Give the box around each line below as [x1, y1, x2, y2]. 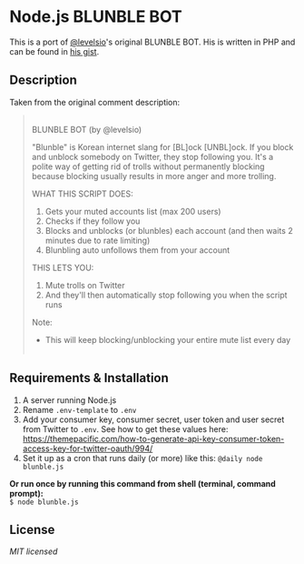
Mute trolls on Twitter [44, 279, 125, 290]
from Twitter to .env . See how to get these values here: [22, 423, 229, 434]
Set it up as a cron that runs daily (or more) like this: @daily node [22, 452, 263, 463]
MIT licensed [9, 546, 58, 557]
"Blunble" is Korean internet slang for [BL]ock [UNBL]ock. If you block [31, 141, 294, 152]
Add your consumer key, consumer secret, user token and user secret [22, 414, 285, 425]
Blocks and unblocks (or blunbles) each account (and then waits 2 [44, 225, 293, 236]
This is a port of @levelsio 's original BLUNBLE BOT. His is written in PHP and [9, 36, 296, 47]
